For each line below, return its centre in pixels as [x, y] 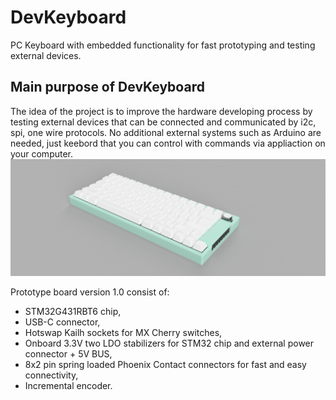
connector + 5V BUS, [68, 353]
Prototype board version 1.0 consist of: [90, 292]
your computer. [42, 153]
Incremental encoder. [68, 385]
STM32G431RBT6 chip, [73, 311]
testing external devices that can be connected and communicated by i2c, [163, 122]
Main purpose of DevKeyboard [107, 87]
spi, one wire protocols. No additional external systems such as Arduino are [166, 132]
